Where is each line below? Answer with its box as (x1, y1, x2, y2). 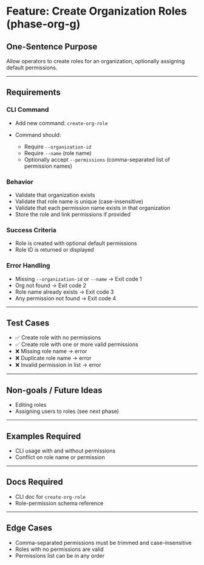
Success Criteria (6, 226, 56, 234)
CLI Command (6, 105, 49, 114)
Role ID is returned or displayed (15, 246, 94, 254)
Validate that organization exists (15, 191, 95, 198)
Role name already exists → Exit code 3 (15, 288, 114, 296)
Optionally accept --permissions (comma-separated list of (24, 156, 170, 163)
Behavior (6, 178, 33, 186)
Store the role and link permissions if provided (15, 210, 131, 218)
